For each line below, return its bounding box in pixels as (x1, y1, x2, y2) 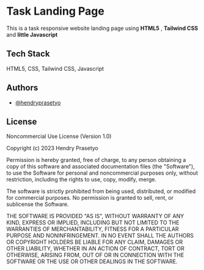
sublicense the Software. (6, 200, 69, 208)
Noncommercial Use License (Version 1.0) (6, 133, 112, 140)
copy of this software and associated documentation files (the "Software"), (6, 163, 195, 170)
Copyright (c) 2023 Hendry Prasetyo (6, 145, 99, 152)
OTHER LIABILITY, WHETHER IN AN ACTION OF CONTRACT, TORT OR (6, 245, 184, 252)
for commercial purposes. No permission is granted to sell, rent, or (6, 194, 174, 202)
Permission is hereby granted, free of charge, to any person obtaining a (6, 156, 186, 164)
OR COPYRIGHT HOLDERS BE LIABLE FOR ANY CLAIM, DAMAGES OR (6, 238, 183, 246)
